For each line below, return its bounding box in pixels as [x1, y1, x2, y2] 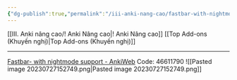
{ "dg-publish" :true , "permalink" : [7, 10, 106, 18]
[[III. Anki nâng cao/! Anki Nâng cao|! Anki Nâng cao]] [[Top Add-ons [7, 29, 207, 38]
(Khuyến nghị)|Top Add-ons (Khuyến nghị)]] [7, 36, 136, 46]
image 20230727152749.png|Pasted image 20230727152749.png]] [7, 65, 202, 73]
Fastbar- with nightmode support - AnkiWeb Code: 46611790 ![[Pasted [7, 57, 212, 65]
